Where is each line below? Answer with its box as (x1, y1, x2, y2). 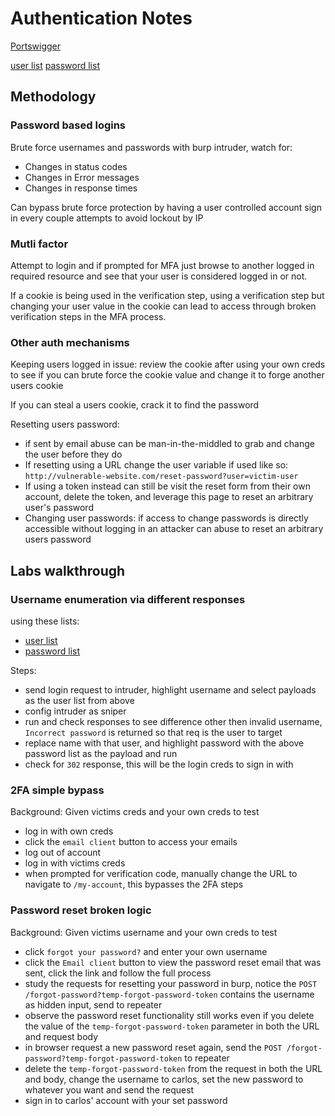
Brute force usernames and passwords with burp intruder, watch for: (10, 141, 293, 153)
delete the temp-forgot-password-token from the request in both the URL (24, 1062, 323, 1074)
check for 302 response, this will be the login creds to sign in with (24, 758, 294, 770)
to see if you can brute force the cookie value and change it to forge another (10, 369, 325, 381)
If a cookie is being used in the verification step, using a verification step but (10, 289, 325, 301)
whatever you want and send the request (24, 1083, 195, 1096)
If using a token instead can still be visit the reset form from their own (24, 480, 311, 492)
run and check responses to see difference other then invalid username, (24, 715, 323, 727)
